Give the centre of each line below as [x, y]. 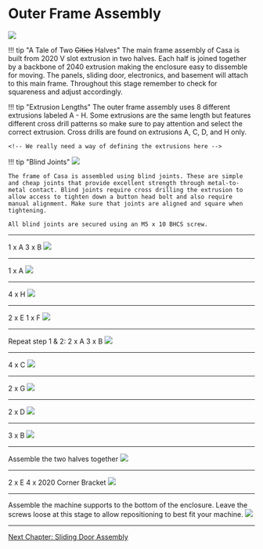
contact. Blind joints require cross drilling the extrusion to [136, 190]
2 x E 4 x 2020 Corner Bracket [57, 482]
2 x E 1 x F [24, 318]
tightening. [27, 210]
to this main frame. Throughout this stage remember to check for [113, 83]
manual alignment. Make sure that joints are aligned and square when [126, 204]
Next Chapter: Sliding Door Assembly [68, 536]
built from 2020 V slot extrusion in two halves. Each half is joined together [127, 58]
